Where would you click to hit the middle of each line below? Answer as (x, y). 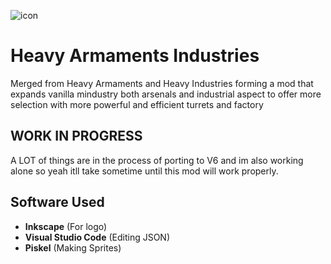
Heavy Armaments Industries (135, 56)
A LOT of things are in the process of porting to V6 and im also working (157, 160)
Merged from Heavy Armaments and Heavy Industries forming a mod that (162, 83)
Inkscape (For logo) (66, 226)
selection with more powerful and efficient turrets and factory (137, 104)
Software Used (57, 202)
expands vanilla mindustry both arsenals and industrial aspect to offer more (166, 94)
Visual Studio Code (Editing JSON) (97, 237)
